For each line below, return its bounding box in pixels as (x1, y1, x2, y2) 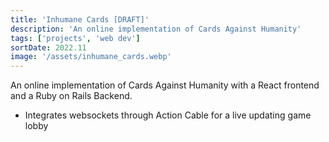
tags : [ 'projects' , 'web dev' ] (10, 33, 141, 43)
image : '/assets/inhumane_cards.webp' (10, 52, 172, 62)
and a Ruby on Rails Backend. (10, 90, 133, 102)
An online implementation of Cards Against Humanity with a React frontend (10, 79, 320, 91)
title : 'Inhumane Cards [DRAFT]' (10, 14, 150, 25)
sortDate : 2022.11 (10, 42, 87, 53)
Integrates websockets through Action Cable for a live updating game (24, 109, 312, 121)
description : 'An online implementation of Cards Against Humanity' (10, 24, 302, 34)
